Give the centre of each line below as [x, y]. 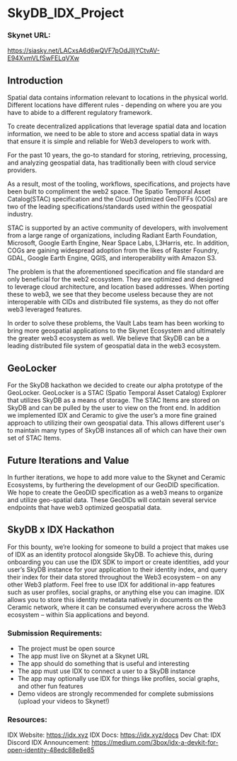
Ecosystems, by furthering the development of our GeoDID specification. [114, 484]
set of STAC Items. [34, 438]
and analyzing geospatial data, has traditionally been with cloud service [112, 163]
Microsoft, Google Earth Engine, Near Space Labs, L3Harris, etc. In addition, [118, 243]
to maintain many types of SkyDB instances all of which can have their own [117, 431]
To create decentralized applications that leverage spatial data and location [117, 126]
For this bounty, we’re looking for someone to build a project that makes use [118, 547]
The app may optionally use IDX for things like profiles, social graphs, [118, 679]
